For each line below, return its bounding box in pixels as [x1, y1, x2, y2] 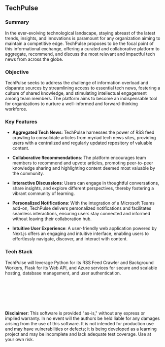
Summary [5, 19, 30, 26]
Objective [5, 69, 29, 76]
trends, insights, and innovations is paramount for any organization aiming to [5, 35, 161, 41]
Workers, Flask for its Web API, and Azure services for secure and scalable [5, 265, 158, 270]
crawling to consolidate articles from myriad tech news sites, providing [12, 135, 156, 141]
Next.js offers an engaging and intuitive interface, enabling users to [12, 231, 149, 236]
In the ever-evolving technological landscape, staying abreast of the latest [5, 30, 156, 36]
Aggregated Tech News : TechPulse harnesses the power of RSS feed [12, 129, 155, 135]
